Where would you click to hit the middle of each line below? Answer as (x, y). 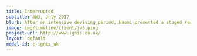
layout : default (26, 38)
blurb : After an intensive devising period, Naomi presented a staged (94, 22)
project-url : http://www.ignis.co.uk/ (53, 33)
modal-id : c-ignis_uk (33, 44)
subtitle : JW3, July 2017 (38, 17)
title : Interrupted (30, 11)
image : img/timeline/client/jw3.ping (52, 28)
